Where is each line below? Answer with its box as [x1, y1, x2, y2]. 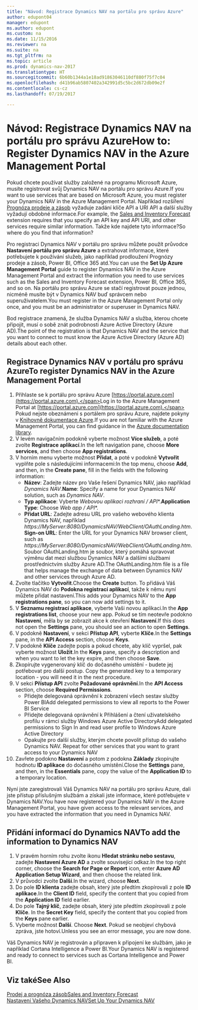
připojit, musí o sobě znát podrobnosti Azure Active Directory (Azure [6, 321, 173, 328]
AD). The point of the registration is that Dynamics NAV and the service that [6, 327, 189, 334]
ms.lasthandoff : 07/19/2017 [6, 91, 76, 97]
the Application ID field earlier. [15, 896, 91, 904]
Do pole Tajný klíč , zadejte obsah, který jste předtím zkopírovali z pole [15, 903, 186, 910]
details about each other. [6, 340, 67, 347]
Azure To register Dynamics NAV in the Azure [6, 366, 175, 376]
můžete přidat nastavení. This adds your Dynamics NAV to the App [15, 592, 176, 599]
